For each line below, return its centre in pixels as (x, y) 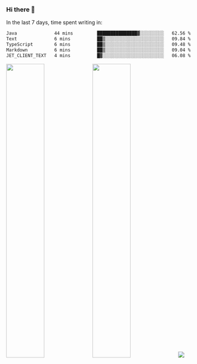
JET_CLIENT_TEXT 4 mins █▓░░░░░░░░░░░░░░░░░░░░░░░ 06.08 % (98, 55)
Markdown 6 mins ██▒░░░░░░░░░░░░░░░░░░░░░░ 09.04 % (98, 50)
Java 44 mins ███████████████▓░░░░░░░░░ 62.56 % (98, 33)
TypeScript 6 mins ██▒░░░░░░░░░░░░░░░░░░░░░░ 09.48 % (98, 45)
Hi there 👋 (21, 10)
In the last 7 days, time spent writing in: (54, 23)
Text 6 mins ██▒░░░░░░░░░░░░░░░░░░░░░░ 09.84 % (98, 39)
